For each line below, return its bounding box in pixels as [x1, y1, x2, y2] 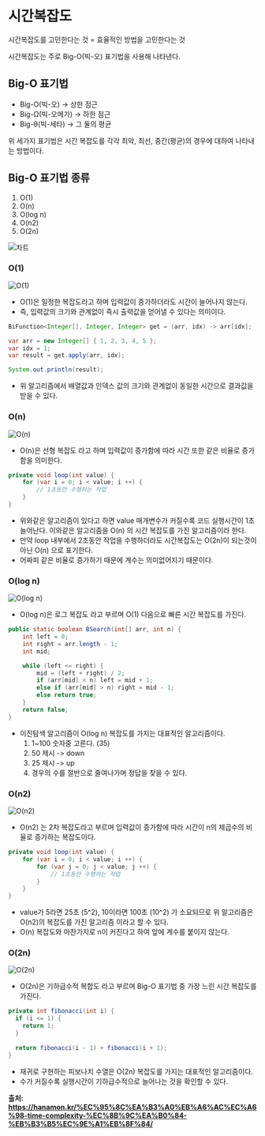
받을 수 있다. [19, 391, 58, 401]
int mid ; [22, 647, 51, 656]
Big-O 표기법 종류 [8, 171, 91, 185]
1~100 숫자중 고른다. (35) [31, 738, 110, 747]
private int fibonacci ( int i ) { [8, 1007, 114, 1015]
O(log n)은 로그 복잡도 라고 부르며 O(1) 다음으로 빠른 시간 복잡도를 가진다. [19, 610, 247, 619]
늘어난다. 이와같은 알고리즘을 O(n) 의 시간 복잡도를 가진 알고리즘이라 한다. [19, 525, 247, 535]
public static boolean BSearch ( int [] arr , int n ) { [8, 626, 181, 634]
